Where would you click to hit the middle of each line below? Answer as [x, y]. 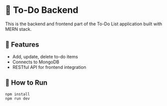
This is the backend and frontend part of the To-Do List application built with [84, 24]
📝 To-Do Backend [42, 10]
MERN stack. [18, 29]
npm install [17, 94]
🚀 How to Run [26, 83]
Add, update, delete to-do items [45, 56]
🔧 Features [22, 45]
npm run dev [17, 99]
